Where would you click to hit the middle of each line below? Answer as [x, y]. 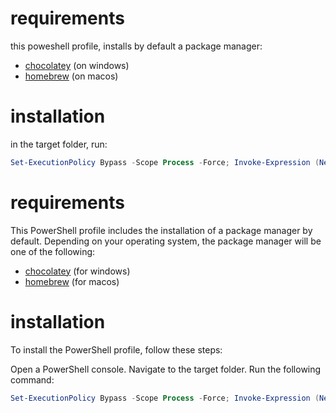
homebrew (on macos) [71, 76]
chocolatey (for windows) [77, 271]
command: [32, 379]
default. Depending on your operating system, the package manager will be [166, 241]
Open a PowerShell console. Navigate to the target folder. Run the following [166, 369]
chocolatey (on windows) [77, 65]
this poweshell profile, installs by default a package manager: [136, 46]
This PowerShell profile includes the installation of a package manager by [161, 230]
